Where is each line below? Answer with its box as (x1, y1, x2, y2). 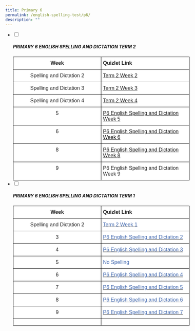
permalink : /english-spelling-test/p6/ (5, 12, 91, 17)
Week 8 (103, 153, 121, 159)
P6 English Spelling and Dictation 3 (103, 247, 183, 253)
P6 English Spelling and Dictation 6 (103, 297, 183, 303)
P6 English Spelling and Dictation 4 (103, 272, 183, 278)
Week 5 (103, 116, 121, 122)
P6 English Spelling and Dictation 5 (103, 284, 183, 290)
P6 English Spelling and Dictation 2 (103, 234, 183, 241)
